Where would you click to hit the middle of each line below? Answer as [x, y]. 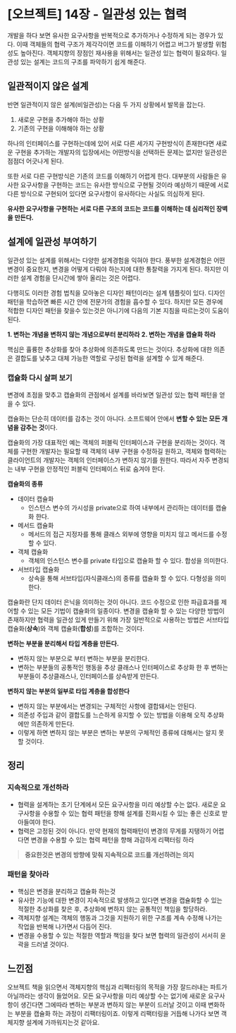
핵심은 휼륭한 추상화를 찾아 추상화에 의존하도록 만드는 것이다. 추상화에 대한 [110, 349]
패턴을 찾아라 [28, 874]
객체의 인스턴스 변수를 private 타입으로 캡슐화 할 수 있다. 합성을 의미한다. [128, 560]
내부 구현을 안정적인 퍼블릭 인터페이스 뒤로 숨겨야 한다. [90, 469]
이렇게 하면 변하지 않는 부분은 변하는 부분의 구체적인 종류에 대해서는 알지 [117, 732]
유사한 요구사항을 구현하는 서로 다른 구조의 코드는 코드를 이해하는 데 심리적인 [111, 208]
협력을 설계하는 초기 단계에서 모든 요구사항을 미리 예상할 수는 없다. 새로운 [118, 804]
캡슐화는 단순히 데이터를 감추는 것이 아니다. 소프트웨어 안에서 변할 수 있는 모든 [114, 418]
